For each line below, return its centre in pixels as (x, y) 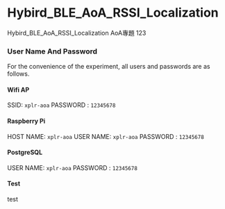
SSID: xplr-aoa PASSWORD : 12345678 (61, 105)
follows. (18, 74)
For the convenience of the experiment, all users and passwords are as (109, 67)
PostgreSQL (25, 152)
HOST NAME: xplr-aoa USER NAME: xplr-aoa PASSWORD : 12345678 (106, 136)
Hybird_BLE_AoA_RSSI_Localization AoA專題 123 (77, 33)
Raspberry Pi (26, 121)
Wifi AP (18, 90)
